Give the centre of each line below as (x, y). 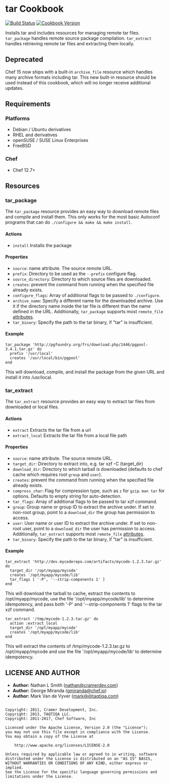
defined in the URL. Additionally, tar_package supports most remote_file (88, 311)
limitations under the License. (39, 776)
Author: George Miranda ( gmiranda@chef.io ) (60, 690)
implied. (14, 767)
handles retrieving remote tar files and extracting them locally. (70, 43)
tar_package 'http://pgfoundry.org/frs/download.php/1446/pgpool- (77, 345)
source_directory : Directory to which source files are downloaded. (82, 279)
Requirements (28, 104)
